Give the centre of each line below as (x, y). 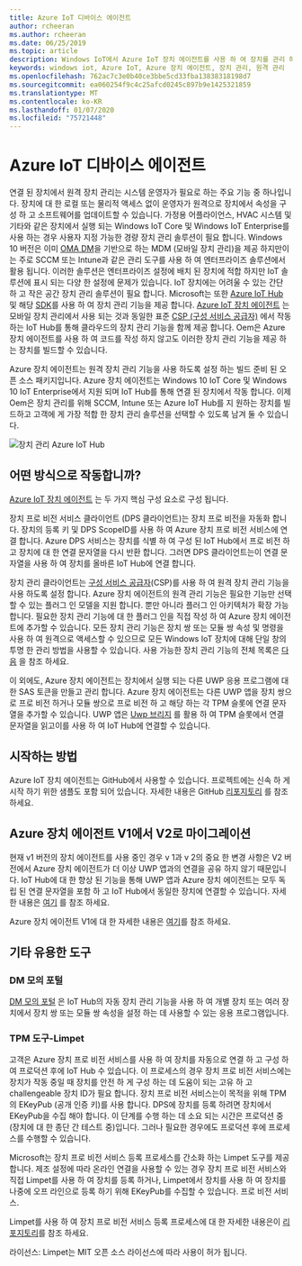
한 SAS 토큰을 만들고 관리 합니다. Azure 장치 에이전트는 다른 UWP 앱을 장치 (142, 691)
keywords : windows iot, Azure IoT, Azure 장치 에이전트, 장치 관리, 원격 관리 (147, 68)
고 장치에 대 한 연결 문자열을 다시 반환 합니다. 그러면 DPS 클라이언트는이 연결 (144, 551)
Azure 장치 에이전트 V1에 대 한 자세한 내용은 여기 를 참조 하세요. (120, 921)
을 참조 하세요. (44, 661)
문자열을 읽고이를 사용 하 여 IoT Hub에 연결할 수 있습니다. (110, 725)
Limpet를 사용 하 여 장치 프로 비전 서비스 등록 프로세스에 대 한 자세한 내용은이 (145, 1222)
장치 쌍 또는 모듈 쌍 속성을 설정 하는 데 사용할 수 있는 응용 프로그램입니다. (161, 1013)
